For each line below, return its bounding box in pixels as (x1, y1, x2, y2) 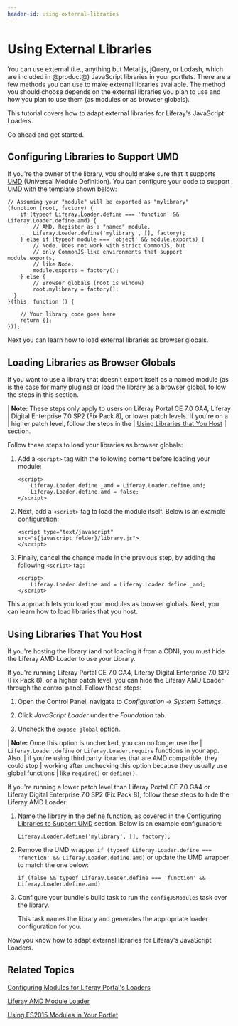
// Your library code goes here (20, 311, 116, 318)
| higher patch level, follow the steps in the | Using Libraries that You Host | (7, 420, 227, 428)
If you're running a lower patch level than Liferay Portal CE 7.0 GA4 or (7, 783, 211, 791)
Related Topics (7, 964, 75, 976)
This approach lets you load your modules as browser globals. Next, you (7, 600, 220, 608)
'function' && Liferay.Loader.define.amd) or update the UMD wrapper (17, 853, 229, 861)
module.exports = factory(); (33, 267, 119, 274)
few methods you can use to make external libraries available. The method (7, 80, 226, 88)
